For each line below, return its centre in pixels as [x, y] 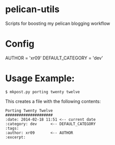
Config [20, 44]
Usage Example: [40, 78]
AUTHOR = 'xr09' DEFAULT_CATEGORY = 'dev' [54, 58]
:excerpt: [16, 137]
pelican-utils [32, 9]
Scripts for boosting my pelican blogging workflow [58, 23]
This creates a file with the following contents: [53, 101]
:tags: [12, 128]
